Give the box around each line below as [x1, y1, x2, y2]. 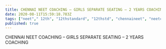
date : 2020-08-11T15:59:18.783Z [5, 12, 72, 17]
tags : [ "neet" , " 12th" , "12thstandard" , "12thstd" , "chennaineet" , [5, 16, 147, 21]
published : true [5, 21, 39, 26]
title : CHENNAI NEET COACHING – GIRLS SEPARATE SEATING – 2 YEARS [5, 7, 145, 12]
